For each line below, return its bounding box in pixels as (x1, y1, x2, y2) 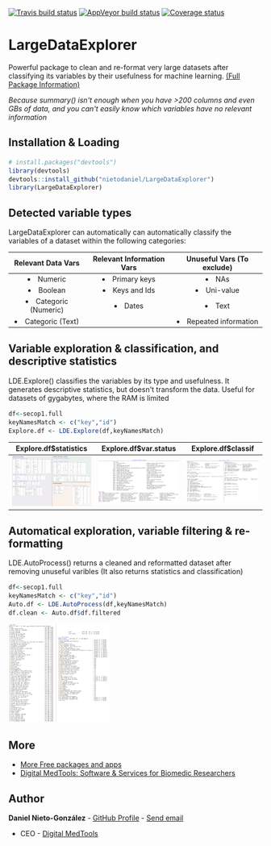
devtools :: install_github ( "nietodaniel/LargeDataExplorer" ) (8, 175, 215, 183)
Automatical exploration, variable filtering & (8, 524, 232, 538)
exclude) (202, 262, 233, 272)
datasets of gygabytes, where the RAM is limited (8, 393, 169, 402)
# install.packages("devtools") (8, 158, 117, 166)
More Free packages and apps (19, 760, 123, 769)
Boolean (38, 285, 66, 295)
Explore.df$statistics (15, 444, 88, 453)
